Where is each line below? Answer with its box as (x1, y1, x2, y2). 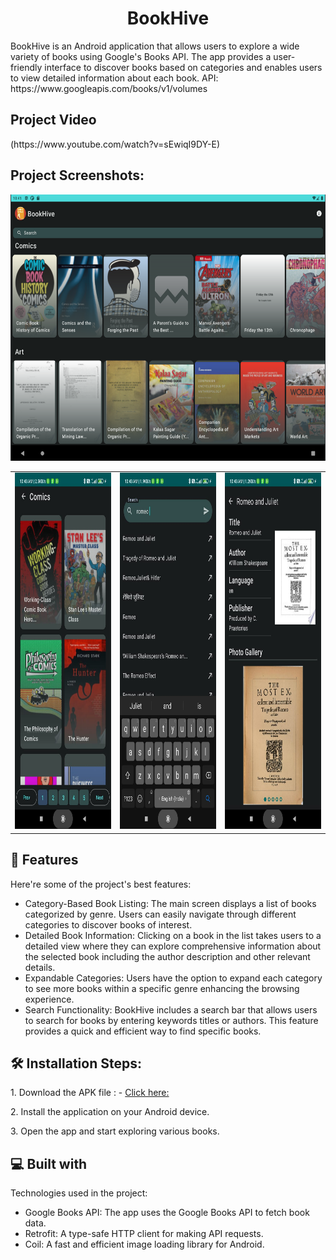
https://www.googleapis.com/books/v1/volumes (10, 82, 208, 94)
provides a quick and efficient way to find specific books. (24, 1025, 262, 1037)
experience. (24, 993, 75, 1005)
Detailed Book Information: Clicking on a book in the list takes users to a (24, 929, 322, 941)
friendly (10, 61, 43, 73)
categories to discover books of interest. (24, 918, 193, 931)
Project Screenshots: (10, 167, 145, 184)
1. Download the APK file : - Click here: (10, 1087, 170, 1099)
